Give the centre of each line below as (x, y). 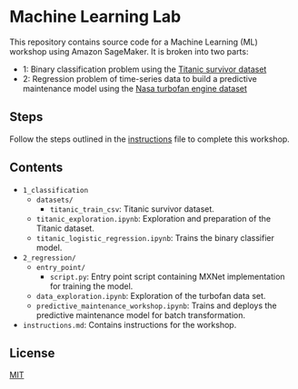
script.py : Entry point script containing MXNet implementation (167, 276)
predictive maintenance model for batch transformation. (141, 314)
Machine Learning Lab (95, 17)
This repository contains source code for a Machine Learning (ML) (134, 42)
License (32, 353)
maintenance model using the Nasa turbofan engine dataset (135, 88)
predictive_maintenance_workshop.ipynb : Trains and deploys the (156, 305)
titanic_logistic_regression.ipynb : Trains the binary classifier (155, 237)
